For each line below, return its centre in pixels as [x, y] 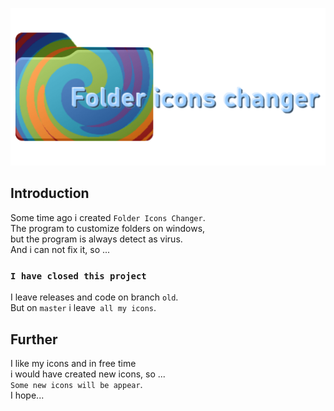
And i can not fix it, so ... [60, 249]
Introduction [50, 193]
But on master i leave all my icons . [83, 308]
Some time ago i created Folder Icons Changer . [108, 217]
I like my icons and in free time [73, 363]
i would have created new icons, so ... [88, 374]
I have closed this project [78, 276]
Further [34, 339]
